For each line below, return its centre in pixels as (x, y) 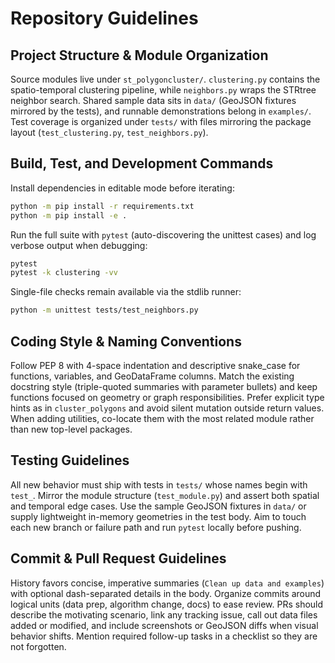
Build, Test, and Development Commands (142, 163)
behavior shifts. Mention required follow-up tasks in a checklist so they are (164, 636)
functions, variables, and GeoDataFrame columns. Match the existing (152, 376)
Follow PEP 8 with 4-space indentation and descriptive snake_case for (155, 365)
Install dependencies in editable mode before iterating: (122, 188)
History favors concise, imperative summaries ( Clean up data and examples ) (167, 583)
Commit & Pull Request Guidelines (118, 558)
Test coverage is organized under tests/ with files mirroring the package (161, 121)
